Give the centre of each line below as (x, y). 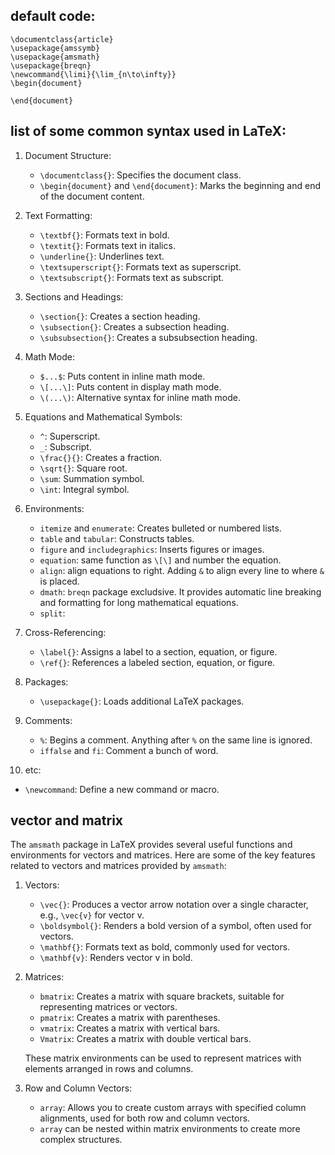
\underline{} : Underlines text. (102, 256)
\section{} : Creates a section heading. (120, 316)
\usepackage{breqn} (51, 65)
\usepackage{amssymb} (55, 48)
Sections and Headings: (74, 296)
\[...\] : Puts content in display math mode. (130, 386)
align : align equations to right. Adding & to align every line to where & (182, 570)
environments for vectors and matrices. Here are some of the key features (163, 855)
